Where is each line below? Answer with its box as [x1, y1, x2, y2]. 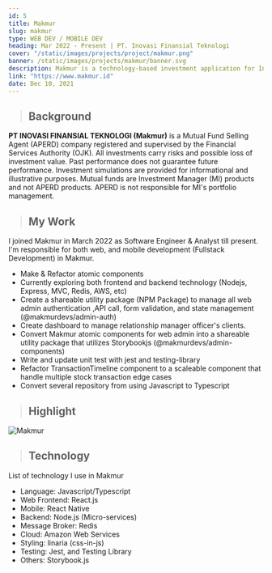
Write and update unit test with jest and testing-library [19, 355, 201, 365]
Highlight [28, 404, 76, 418]
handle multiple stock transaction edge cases [19, 372, 172, 382]
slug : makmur [8, 27, 53, 35]
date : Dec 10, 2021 [8, 79, 74, 87]
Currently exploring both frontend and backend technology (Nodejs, [19, 278, 248, 287]
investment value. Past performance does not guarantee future [8, 157, 219, 167]
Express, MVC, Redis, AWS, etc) [19, 286, 127, 296]
